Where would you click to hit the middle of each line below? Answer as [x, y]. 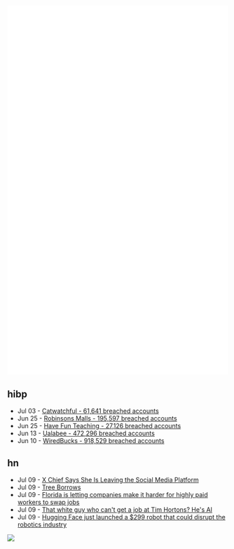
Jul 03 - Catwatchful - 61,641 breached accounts [88, 411]
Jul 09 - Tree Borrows [49, 487]
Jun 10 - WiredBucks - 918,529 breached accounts [91, 441]
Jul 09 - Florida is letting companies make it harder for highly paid [112, 495]
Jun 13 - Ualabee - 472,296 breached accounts [86, 433]
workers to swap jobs [48, 502]
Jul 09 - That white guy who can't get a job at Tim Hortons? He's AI [115, 510]
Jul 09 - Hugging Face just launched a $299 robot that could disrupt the [121, 517]
